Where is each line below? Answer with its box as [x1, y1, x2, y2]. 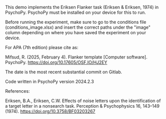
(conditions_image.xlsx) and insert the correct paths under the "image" [5, 24, 151, 30]
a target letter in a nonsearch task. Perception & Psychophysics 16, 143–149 [5, 103, 160, 109]
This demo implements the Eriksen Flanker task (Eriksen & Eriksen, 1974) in [5, 4, 159, 10]
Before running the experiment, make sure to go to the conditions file [5, 19, 147, 25]
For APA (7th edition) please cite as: [5, 45, 79, 50]
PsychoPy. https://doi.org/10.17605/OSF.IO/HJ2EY [5, 59, 108, 65]
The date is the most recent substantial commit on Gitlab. [5, 69, 123, 75]
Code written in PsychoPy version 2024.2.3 [5, 79, 94, 84]
